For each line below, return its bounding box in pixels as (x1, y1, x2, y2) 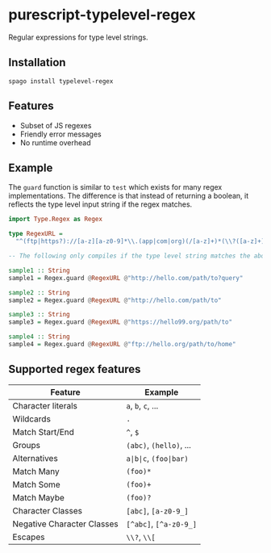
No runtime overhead (19, 137, 91, 147)
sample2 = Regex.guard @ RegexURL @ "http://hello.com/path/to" (8, 296, 222, 304)
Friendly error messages (19, 129, 102, 139)
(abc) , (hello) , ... (126, 439, 192, 450)
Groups (12, 439, 40, 450)
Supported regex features (8, 362, 141, 376)
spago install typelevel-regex (8, 77, 114, 86)
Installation (8, 56, 66, 69)
